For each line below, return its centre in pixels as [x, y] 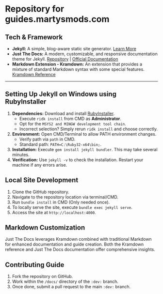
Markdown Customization [45, 228]
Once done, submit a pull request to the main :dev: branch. [71, 287]
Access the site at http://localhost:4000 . [54, 212]
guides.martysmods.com [57, 19]
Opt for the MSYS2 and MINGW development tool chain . [73, 124]
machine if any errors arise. [40, 165]
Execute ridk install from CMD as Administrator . [70, 118]
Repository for [35, 9]
